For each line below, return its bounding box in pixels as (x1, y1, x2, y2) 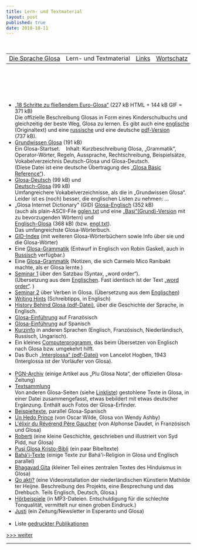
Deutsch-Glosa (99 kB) (14, 183, 70, 190)
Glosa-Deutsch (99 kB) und (14, 176, 81, 184)
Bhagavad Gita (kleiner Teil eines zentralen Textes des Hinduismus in (14, 464, 182, 471)
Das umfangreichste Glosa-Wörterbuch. (14, 226, 111, 234)
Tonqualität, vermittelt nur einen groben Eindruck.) (14, 501, 137, 509)
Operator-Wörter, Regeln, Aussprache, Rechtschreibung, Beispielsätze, (14, 151, 186, 159)
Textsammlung (14, 383, 51, 390)
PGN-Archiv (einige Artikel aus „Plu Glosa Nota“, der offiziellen (14, 370, 165, 377)
